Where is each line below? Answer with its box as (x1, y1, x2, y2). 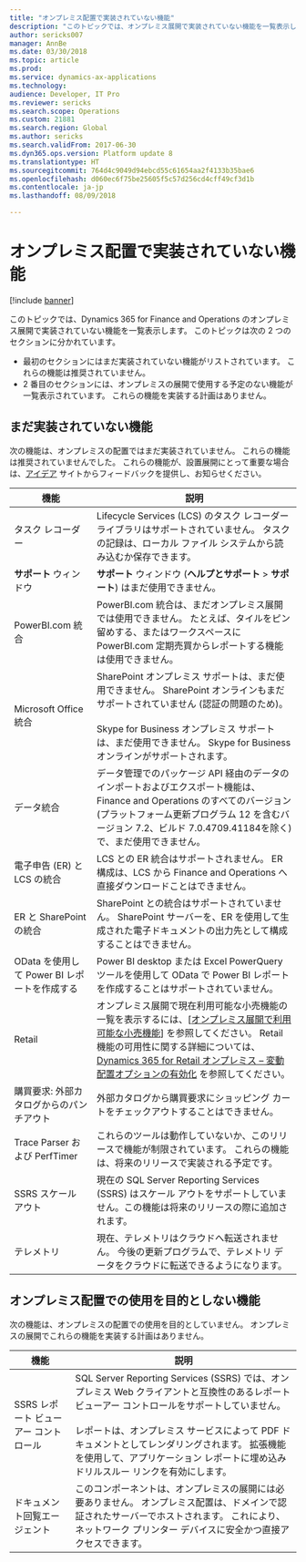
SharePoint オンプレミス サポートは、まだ (97, 670, 276, 683)
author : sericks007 (9, 30, 84, 39)
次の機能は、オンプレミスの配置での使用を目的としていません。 (9, 1319, 249, 1330)
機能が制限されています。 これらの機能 (123, 1143, 290, 1156)
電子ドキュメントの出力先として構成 (133, 924, 289, 937)
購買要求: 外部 (14, 1084, 75, 1097)
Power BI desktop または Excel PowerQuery (97, 954, 283, 967)
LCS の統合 (14, 872, 62, 885)
